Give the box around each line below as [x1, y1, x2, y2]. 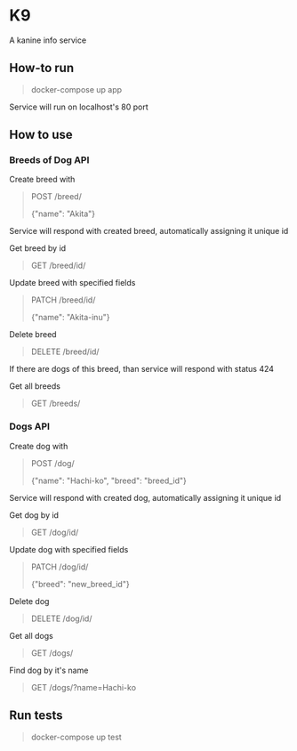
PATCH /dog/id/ [30, 561, 89, 572]
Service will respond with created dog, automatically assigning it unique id [9, 492, 282, 503]
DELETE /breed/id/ [30, 346, 100, 357]
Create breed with [9, 174, 76, 185]
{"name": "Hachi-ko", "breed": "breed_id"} [30, 475, 187, 486]
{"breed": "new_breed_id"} [30, 578, 131, 589]
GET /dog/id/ [30, 527, 79, 537]
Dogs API [9, 420, 51, 432]
